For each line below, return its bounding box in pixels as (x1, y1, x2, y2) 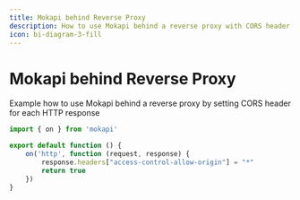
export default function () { (9, 141, 123, 151)
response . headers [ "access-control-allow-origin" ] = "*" (41, 158, 254, 167)
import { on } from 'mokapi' (9, 125, 118, 135)
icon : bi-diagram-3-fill (9, 30, 102, 39)
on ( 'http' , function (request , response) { (25, 150, 191, 159)
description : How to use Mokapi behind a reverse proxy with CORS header (9, 22, 291, 30)
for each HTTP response (9, 108, 100, 118)
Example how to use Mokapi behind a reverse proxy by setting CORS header (9, 98, 291, 109)
